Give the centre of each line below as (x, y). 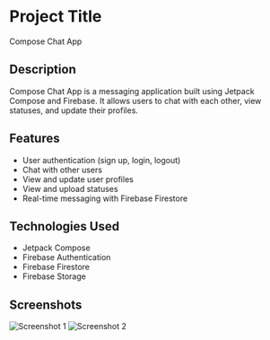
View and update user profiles (78, 179)
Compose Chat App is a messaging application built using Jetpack (132, 91)
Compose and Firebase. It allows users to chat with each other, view (135, 100)
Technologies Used (64, 226)
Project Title (56, 17)
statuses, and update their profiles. (74, 110)
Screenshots (46, 305)
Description (43, 70)
